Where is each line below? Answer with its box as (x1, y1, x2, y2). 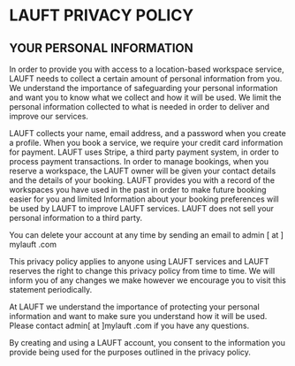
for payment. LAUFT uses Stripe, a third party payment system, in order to (9, 147, 280, 157)
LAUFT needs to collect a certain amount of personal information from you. (9, 73, 283, 84)
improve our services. (9, 111, 88, 121)
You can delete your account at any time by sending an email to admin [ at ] (9, 230, 284, 240)
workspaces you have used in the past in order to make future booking (9, 185, 267, 194)
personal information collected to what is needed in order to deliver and (9, 102, 270, 111)
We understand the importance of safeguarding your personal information (9, 83, 278, 93)
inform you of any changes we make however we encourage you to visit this (9, 275, 287, 286)
